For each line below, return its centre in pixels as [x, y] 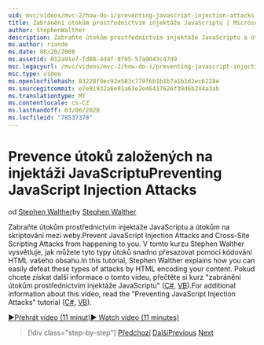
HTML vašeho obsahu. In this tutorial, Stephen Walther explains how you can [132, 260]
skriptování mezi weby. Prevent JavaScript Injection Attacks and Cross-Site [129, 235]
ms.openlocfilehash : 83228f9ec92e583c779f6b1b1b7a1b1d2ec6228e [114, 81]
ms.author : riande [38, 45]
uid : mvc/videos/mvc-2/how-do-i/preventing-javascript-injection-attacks [132, 15]
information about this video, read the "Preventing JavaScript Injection [122, 294]
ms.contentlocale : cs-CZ [49, 103]
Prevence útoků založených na [111, 157]
